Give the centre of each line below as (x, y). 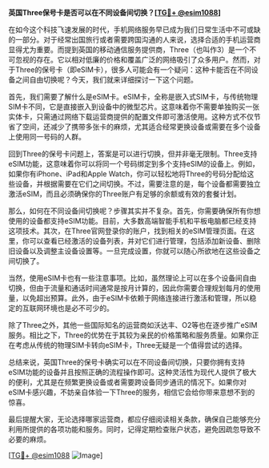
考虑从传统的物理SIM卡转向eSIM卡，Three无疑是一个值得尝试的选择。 (130, 345)
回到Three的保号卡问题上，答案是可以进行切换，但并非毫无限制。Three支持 (133, 154)
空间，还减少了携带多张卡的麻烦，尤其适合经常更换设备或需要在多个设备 (141, 127)
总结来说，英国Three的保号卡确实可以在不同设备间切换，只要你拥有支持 (127, 362)
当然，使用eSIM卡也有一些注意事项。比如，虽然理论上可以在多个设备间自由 (132, 278)
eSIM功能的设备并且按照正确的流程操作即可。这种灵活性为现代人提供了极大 (132, 372)
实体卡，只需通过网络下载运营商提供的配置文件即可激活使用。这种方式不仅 (131, 117)
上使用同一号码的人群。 (47, 137)
